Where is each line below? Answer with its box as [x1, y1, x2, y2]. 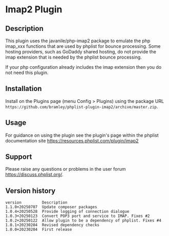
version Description [5, 200, 68, 205]
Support [5, 153, 32, 161]
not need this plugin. [5, 69, 49, 76]
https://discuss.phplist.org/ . [5, 171, 64, 178]
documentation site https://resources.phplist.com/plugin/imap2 [5, 137, 139, 143]
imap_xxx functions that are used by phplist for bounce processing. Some [5, 43, 161, 49]
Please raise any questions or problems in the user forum [5, 166, 126, 172]
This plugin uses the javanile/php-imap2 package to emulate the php [5, 38, 151, 44]
